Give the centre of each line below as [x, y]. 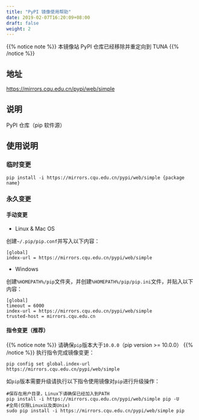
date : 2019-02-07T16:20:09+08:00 [48, 18]
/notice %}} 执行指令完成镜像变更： [50, 352]
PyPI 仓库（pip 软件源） [36, 125]
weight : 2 [19, 29]
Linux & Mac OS [35, 228]
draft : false [23, 23]
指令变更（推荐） [27, 331]
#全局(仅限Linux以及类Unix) [38, 405]
